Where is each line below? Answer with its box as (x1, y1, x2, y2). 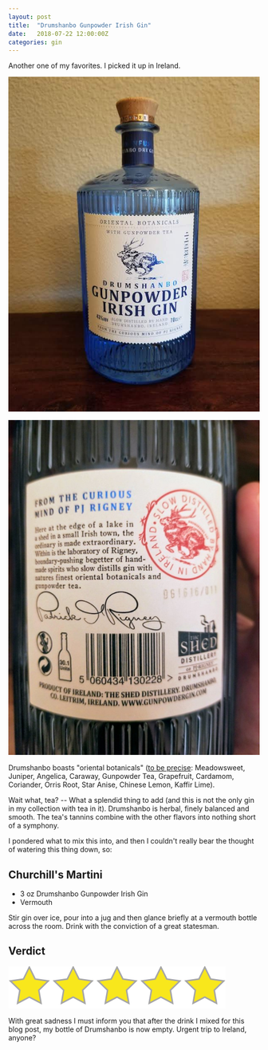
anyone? (8, 1032, 37, 1042)
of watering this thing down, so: (8, 845, 112, 855)
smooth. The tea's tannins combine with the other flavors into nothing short (8, 812, 257, 822)
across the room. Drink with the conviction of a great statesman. (8, 922, 219, 931)
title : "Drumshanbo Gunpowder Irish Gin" (8, 21, 152, 29)
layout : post (8, 13, 52, 21)
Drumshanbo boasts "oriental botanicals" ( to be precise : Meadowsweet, (8, 763, 246, 773)
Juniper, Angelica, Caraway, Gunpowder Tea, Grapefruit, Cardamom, (8, 772, 235, 781)
